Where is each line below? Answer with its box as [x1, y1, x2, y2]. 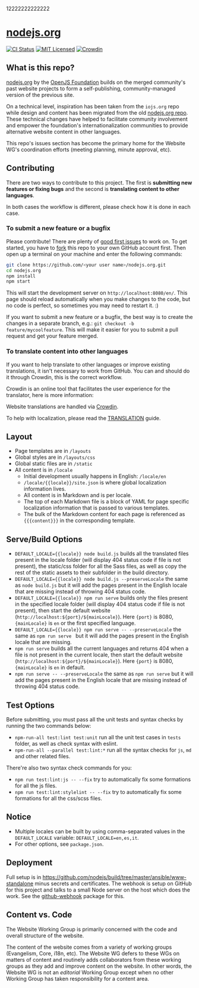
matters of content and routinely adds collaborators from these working [6, 956, 181, 963]
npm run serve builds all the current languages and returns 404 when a [14, 645, 189, 652]
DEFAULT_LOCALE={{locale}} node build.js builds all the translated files [14, 550, 189, 557]
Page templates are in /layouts [14, 448, 91, 455]
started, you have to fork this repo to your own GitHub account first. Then [6, 244, 186, 251]
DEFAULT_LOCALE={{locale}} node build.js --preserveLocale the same [14, 576, 188, 583]
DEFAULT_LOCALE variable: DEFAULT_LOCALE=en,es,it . [14, 834, 140, 841]
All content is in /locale [14, 467, 73, 474]
